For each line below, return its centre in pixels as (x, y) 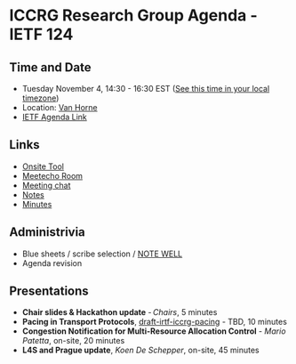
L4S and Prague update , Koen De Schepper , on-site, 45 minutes (140, 350)
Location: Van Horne (60, 107)
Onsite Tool (43, 166)
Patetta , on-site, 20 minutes (73, 341)
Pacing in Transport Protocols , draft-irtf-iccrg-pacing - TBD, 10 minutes (154, 322)
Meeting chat (46, 185)
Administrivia (48, 232)
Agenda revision (52, 263)
